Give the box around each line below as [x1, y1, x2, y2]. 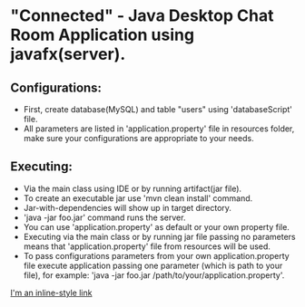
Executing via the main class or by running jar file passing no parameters [23, 231, 296, 242]
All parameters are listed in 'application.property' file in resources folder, [23, 123, 295, 134]
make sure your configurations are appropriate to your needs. [23, 133, 254, 143]
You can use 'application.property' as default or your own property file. [23, 221, 290, 232]
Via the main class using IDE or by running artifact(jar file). [23, 183, 242, 194]
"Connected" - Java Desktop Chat [10, 5, 274, 26]
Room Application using [10, 24, 194, 45]
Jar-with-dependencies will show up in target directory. [23, 202, 232, 213]
